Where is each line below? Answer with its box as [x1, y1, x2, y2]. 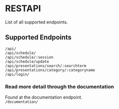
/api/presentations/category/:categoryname [5, 67, 95, 72]
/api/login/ [5, 72, 29, 77]
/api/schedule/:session [5, 55, 54, 60]
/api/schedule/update [5, 59, 49, 64]
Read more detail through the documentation [5, 83, 114, 90]
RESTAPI [5, 3, 41, 14]
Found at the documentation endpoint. [5, 94, 82, 100]
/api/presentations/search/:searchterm [5, 63, 87, 68]
